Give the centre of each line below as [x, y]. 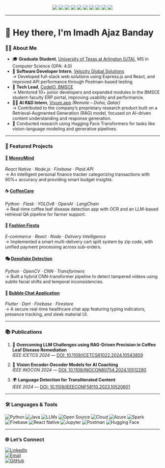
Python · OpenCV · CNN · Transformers [45, 271]
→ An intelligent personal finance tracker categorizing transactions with [78, 174]
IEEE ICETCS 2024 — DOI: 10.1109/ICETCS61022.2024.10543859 [78, 355]
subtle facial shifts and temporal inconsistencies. [55, 282]
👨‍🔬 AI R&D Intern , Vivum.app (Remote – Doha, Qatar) [66, 103]
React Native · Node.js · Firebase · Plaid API [49, 169]
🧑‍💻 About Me [21, 48]
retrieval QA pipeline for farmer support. [45, 214]
